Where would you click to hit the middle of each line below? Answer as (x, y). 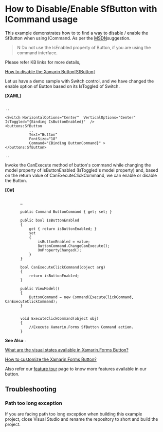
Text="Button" (43, 134)
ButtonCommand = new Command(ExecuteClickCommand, (81, 297)
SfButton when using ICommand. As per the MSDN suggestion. (68, 38)
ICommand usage (41, 19)
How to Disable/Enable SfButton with (81, 9)
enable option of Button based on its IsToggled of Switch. (63, 86)
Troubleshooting (31, 389)
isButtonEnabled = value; (64, 242)
